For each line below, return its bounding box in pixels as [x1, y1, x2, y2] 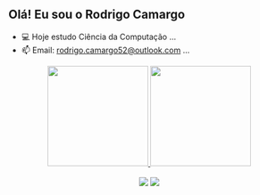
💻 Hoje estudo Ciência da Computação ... [21, 31, 176, 42]
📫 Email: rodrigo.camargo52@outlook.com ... [21, 45, 190, 55]
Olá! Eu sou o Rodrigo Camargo [8, 7, 185, 22]
